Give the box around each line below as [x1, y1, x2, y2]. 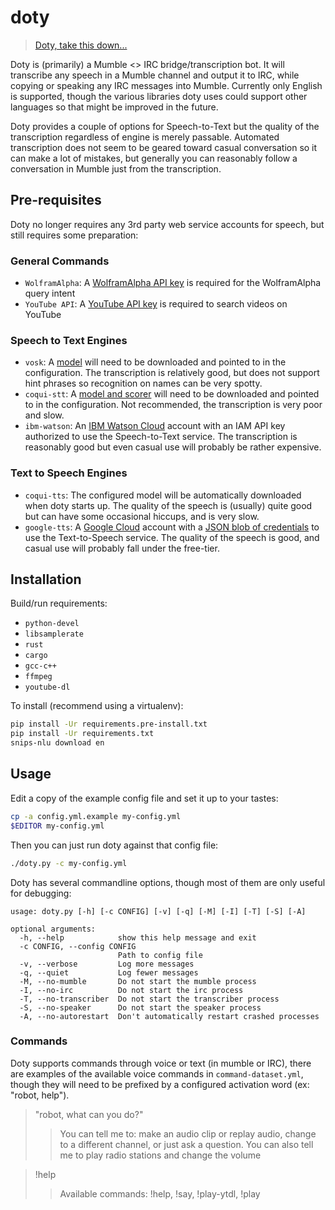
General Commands [10, 254, 110, 268]
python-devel [24, 619, 80, 629]
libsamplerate [24, 629, 84, 640]
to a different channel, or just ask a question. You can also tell [59, 1138, 314, 1150]
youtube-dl [24, 682, 71, 693]
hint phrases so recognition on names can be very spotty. [24, 377, 263, 390]
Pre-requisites [10, 192, 102, 209]
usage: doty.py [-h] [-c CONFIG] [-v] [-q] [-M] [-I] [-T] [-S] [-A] [10, 906, 307, 916]
